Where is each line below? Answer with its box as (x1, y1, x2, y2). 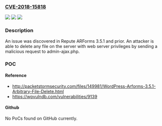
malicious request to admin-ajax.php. (5, 48, 80, 54)
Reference (5, 73, 27, 79)
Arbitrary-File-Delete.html (12, 88, 64, 94)
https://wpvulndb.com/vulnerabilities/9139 (12, 94, 98, 99)
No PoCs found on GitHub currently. (5, 115, 78, 121)
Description (5, 27, 34, 34)
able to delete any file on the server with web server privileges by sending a (5, 43, 158, 49)
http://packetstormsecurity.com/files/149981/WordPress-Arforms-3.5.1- (12, 83, 156, 89)
